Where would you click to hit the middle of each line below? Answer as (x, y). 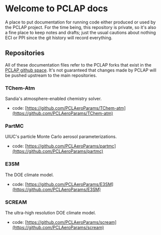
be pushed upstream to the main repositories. (51, 75)
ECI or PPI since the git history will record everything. (59, 38)
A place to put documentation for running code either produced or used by (80, 22)
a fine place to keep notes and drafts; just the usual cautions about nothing (80, 32)
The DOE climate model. (29, 175)
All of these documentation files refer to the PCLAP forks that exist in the (78, 65)
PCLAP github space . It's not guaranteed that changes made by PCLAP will (81, 70)
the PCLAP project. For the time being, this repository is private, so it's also (81, 27)
